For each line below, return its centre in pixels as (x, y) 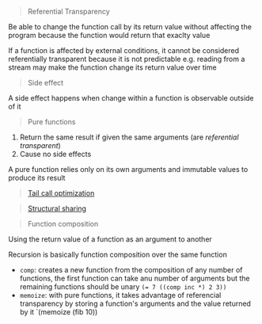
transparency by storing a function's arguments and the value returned (135, 303)
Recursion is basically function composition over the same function (118, 254)
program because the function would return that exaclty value (109, 35)
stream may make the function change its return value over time (112, 67)
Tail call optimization (61, 193)
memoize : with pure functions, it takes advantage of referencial (120, 295)
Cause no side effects (55, 154)
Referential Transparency (69, 11)
